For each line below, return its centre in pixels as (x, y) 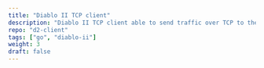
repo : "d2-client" (38, 30)
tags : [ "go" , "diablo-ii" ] (52, 37)
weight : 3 (24, 45)
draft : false (29, 52)
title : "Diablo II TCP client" (59, 15)
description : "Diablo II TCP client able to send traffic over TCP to (126, 23)
